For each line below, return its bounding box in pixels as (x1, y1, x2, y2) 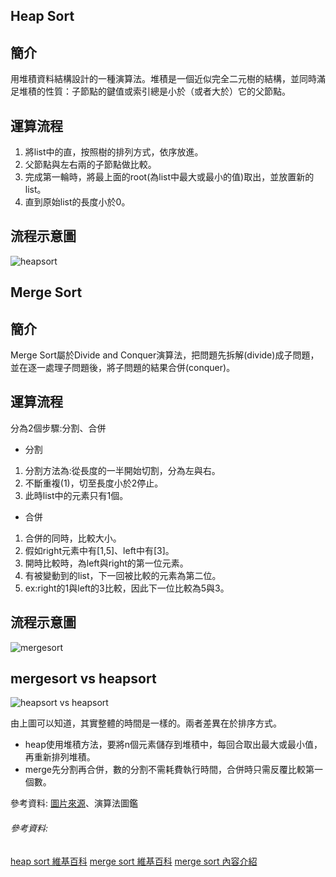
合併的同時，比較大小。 (24, 532, 122, 544)
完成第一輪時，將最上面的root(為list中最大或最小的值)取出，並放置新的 (24, 171, 315, 183)
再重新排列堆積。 (24, 751, 96, 763)
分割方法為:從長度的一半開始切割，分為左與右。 (24, 464, 221, 476)
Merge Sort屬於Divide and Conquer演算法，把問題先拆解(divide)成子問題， (10, 349, 320, 361)
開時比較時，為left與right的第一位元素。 (24, 557, 189, 569)
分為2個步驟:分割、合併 (10, 422, 107, 434)
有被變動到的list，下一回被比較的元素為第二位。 (24, 569, 222, 581)
